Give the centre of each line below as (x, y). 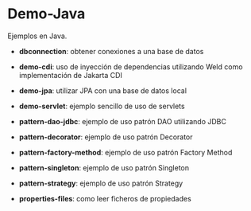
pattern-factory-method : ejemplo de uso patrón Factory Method (125, 152)
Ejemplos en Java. (37, 36)
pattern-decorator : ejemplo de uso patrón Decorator (106, 137)
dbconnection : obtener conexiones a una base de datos (111, 51)
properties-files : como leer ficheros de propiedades (105, 198)
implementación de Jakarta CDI (70, 75)
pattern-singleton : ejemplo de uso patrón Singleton (104, 167)
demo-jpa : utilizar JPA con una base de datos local (103, 90)
